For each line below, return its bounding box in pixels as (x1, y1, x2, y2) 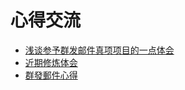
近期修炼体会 (24, 56, 78, 68)
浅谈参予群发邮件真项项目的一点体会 (24, 44, 175, 56)
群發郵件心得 (24, 69, 78, 81)
